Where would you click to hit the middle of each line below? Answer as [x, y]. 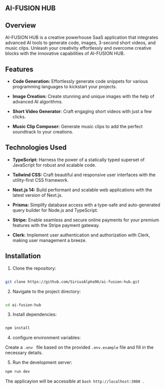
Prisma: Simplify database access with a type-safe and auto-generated [86, 205]
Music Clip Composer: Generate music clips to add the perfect [77, 126]
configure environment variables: [46, 338]
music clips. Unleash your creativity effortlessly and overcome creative [78, 48]
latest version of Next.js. [37, 195]
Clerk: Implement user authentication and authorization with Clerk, [81, 235]
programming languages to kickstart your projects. [64, 87]
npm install [17, 328]
